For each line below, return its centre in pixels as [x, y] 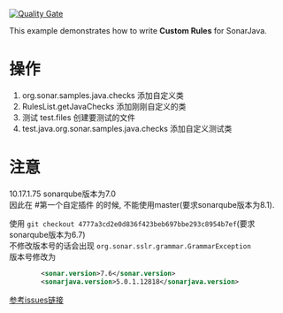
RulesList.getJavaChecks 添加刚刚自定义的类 [104, 106]
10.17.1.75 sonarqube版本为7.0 [63, 194]
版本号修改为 [32, 256]
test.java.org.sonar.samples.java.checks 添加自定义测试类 [127, 128]
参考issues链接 [36, 300]
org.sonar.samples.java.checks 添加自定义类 [103, 95]
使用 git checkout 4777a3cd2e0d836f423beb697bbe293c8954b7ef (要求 [132, 223]
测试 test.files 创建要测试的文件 [78, 117]
